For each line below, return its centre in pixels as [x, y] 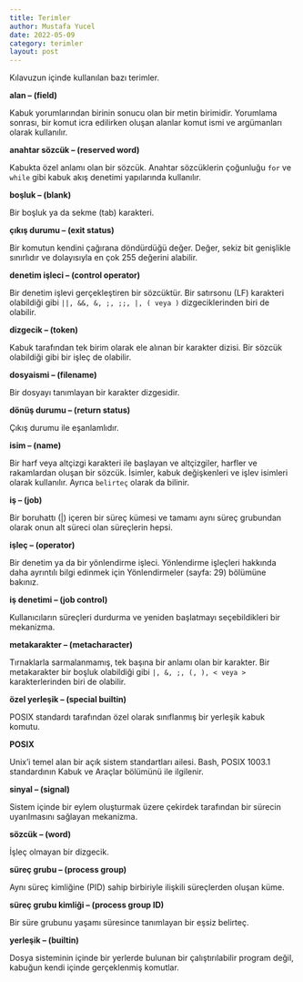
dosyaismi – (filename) [53, 375]
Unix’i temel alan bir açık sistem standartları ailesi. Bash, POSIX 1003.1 [140, 762]
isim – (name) [35, 445]
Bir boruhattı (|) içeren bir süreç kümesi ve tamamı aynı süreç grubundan [146, 518]
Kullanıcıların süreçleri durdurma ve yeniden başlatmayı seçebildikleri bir [145, 618]
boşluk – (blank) [40, 195]
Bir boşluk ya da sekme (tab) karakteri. [82, 213]
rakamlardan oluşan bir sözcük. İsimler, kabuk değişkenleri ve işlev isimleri [149, 473]
